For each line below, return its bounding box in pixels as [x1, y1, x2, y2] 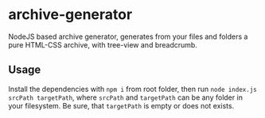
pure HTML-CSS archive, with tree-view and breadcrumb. [8, 40, 197, 49]
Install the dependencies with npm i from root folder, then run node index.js [8, 84, 257, 93]
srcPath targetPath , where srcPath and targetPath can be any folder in [8, 93, 243, 102]
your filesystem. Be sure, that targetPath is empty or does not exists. [8, 101, 235, 110]
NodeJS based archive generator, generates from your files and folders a [8, 32, 248, 41]
